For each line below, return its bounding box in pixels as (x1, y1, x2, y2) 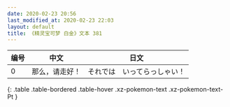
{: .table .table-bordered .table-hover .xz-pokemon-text (7, 85, 168, 94)
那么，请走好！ (31, 67, 82, 77)
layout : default (7, 23, 55, 30)
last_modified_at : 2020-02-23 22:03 (7, 17, 114, 24)
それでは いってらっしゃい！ (87, 67, 185, 77)
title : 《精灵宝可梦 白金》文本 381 (7, 29, 103, 37)
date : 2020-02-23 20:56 (7, 10, 77, 17)
